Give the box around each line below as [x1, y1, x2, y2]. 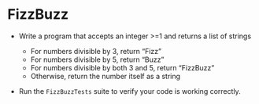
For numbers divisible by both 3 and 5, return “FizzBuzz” [30, 63, 215, 72]
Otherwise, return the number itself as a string [30, 71, 181, 81]
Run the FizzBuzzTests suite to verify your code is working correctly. [18, 86, 241, 95]
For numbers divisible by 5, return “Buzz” [30, 55, 165, 64]
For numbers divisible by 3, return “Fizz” [30, 46, 162, 56]
